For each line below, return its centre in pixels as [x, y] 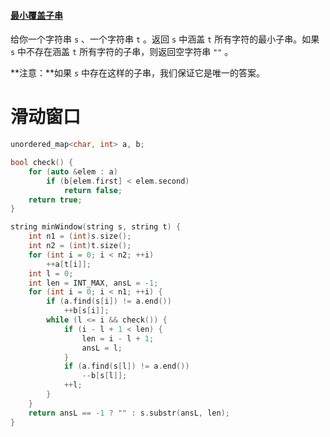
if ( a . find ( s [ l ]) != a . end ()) [126, 366]
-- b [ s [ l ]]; [104, 376]
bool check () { [42, 163]
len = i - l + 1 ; [118, 338]
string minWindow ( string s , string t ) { [96, 227]
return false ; [93, 190]
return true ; [55, 200]
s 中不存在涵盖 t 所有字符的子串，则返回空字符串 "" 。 [122, 52]
